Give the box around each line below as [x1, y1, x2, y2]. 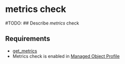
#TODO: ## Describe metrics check [5, 20, 79, 26]
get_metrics [12, 47, 38, 53]
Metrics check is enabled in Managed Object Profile [12, 53, 120, 59]
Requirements [5, 34, 50, 43]
